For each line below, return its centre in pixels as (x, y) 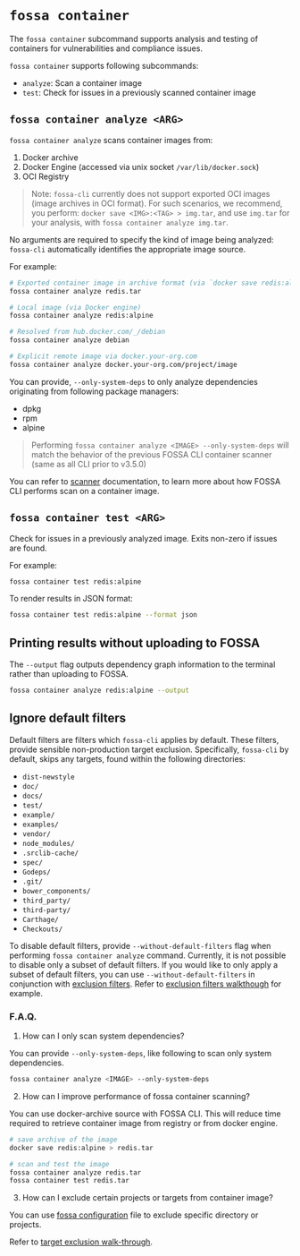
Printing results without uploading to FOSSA (135, 643)
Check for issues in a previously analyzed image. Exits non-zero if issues (143, 538)
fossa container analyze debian (69, 340)
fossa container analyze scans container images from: (111, 140)
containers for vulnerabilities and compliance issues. (106, 48)
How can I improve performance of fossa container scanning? (136, 1096)
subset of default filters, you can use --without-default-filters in (132, 974)
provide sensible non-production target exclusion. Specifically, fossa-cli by (149, 749)
